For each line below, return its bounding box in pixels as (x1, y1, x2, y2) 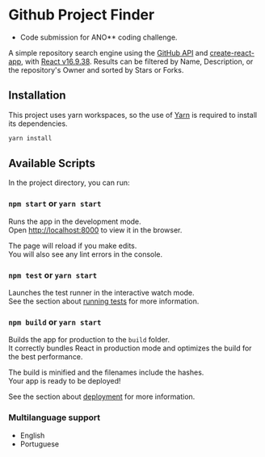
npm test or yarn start (8, 269, 98, 280)
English (19, 430, 45, 440)
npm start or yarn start (8, 198, 102, 209)
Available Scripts (8, 157, 95, 170)
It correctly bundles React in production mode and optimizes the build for (8, 343, 252, 353)
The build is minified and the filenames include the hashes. (8, 367, 204, 377)
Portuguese (19, 438, 59, 449)
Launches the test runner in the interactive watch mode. (8, 288, 196, 298)
